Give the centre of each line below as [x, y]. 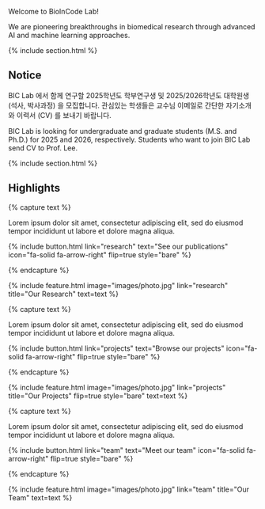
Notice [25, 76]
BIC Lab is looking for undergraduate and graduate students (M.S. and [123, 131]
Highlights [34, 188]
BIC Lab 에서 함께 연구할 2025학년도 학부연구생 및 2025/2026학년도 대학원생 [129, 95]
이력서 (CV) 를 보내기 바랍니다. [64, 115]
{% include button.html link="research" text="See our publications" [118, 246]
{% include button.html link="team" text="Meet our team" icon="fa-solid [127, 450]
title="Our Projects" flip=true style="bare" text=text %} [98, 396]
